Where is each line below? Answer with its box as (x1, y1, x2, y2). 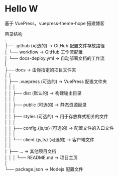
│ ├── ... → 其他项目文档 (5, 148, 56, 154)
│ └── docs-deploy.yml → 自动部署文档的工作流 (5, 55, 105, 61)
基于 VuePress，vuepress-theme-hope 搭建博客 (5, 20, 105, 26)
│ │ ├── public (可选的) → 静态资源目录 (5, 102, 87, 108)
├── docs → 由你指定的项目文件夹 (5, 66, 76, 73)
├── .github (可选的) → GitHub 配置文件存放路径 (5, 42, 105, 48)
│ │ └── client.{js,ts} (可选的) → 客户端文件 (5, 136, 95, 142)
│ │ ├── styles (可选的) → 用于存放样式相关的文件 (5, 113, 108, 119)
